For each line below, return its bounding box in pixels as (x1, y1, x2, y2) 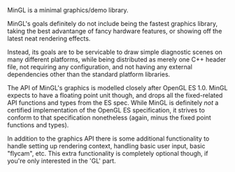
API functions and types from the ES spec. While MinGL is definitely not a (7, 99, 219, 107)
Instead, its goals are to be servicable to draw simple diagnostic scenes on (7, 48, 222, 56)
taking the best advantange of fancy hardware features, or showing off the (7, 27, 222, 35)
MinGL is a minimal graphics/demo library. (7, 6, 129, 14)
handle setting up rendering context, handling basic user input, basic (7, 142, 206, 150)
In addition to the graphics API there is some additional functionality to (7, 134, 210, 143)
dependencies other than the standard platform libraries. (7, 70, 171, 78)
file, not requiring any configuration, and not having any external (7, 63, 192, 71)
